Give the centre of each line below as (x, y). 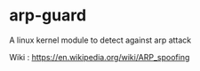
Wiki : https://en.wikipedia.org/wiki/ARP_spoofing (100, 57)
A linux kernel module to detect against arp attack (100, 40)
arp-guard (48, 16)
